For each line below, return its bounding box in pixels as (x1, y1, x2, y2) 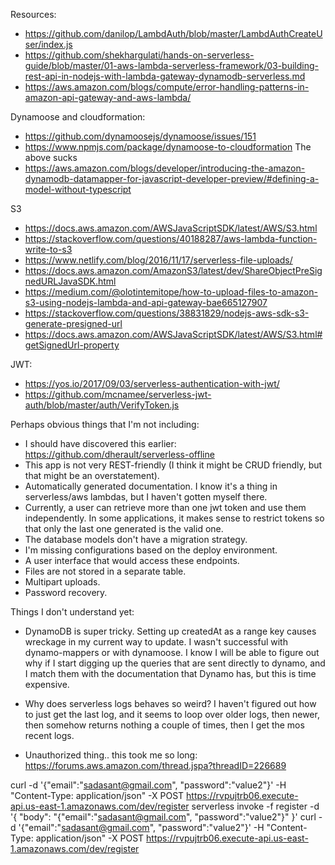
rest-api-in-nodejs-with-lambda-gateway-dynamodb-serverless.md (24, 70, 306, 82)
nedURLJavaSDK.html (24, 275, 117, 287)
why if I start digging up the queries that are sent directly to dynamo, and (24, 657, 326, 669)
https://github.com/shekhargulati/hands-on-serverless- (24, 49, 255, 61)
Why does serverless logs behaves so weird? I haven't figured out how (24, 698, 317, 709)
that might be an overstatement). (24, 470, 160, 481)
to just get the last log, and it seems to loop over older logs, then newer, (24, 709, 320, 720)
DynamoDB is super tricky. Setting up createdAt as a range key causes (24, 625, 317, 637)
